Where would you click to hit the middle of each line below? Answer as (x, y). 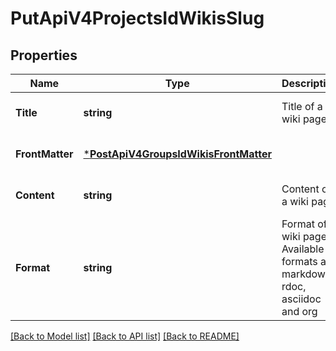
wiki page (304, 119)
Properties (44, 55)
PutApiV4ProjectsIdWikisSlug (137, 18)
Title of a (302, 106)
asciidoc (301, 299)
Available (303, 249)
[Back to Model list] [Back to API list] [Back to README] (125, 336)
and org (299, 311)
